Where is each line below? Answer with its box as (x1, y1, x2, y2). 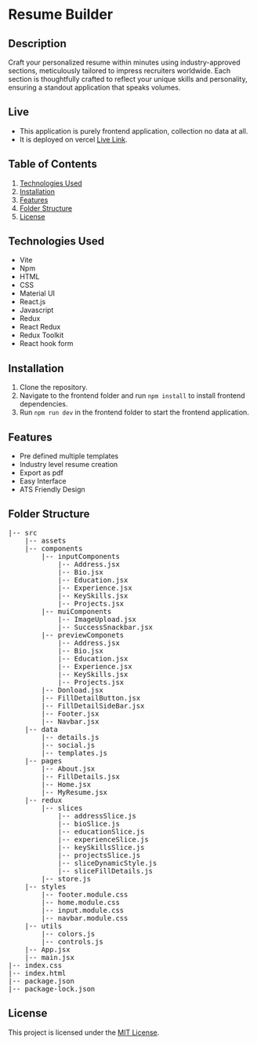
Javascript (19, 305, 54, 315)
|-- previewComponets (41, 631, 125, 639)
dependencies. (19, 399, 68, 409)
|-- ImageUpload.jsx (57, 615, 137, 624)
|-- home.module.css (41, 898, 120, 907)
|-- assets (24, 536, 67, 545)
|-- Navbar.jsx (41, 717, 100, 726)
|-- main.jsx (24, 953, 74, 962)
